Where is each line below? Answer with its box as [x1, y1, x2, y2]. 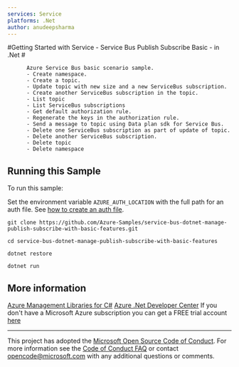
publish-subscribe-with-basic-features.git [7, 225, 139, 232]
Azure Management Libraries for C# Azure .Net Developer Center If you [7, 301, 218, 309]
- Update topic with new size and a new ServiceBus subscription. [26, 83, 228, 91]
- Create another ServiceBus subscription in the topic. [26, 90, 199, 97]
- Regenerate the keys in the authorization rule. [26, 115, 180, 122]
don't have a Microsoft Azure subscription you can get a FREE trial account [7, 309, 228, 317]
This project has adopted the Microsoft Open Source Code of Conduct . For [7, 336, 227, 345]
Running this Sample [7, 165, 101, 177]
